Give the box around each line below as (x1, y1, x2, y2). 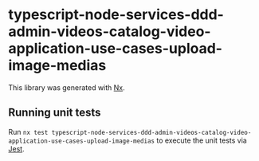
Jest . (8, 143, 26, 153)
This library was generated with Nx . (8, 82, 125, 92)
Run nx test (8, 127, 49, 136)
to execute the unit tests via (156, 135, 247, 145)
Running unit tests (8, 106, 101, 120)
